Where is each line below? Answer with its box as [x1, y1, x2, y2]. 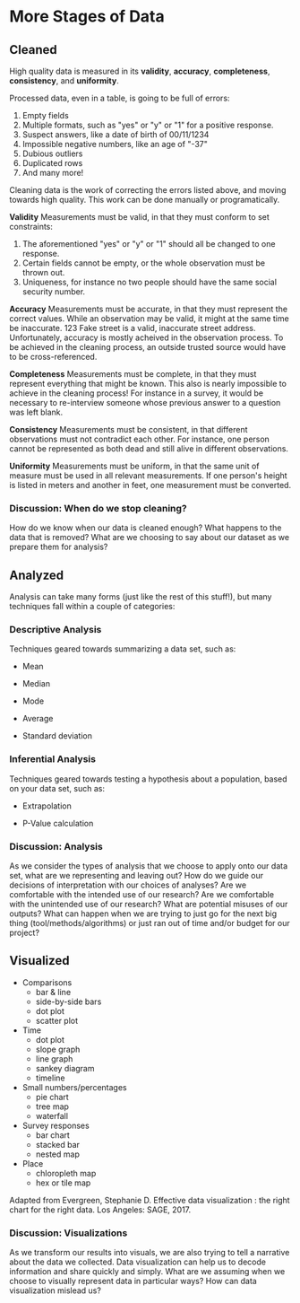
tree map [35, 1101, 70, 1112]
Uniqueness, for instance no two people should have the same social [21, 276, 278, 287]
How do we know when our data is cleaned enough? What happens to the [9, 522, 282, 533]
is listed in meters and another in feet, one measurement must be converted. [9, 480, 292, 490]
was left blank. [9, 407, 64, 417]
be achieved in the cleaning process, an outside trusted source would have [9, 342, 287, 352]
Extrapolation [21, 800, 72, 811]
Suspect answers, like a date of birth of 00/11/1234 [21, 129, 210, 140]
